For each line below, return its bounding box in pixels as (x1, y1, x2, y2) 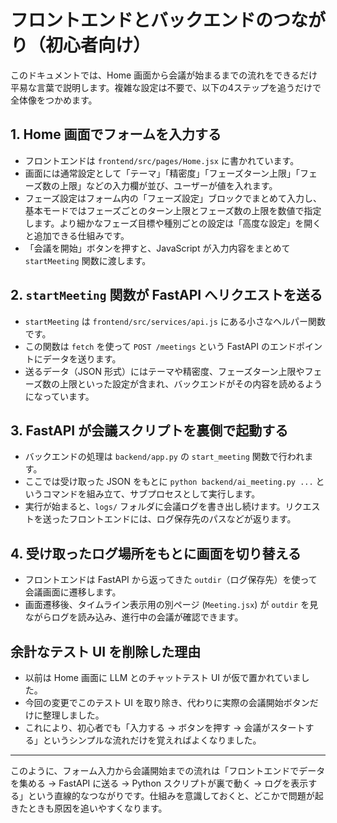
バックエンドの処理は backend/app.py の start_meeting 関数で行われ (24, 451, 305, 463)
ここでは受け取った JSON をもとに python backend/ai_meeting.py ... (24, 476, 314, 488)
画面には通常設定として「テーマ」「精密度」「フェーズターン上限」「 (24, 167, 300, 179)
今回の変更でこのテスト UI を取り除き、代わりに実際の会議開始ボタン (24, 697, 310, 708)
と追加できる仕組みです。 (24, 229, 130, 241)
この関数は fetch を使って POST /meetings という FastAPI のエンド (24, 340, 297, 352)
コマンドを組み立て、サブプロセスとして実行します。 (42, 488, 261, 500)
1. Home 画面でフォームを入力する (10, 126, 222, 143)
